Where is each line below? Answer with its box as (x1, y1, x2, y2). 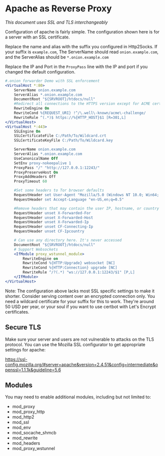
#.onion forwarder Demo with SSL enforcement (5, 78, 100, 83)
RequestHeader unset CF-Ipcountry (14, 229, 84, 234)
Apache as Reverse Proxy (5, 3, 112, 14)
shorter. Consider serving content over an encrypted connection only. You (5, 293, 156, 299)
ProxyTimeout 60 (14, 179, 48, 184)
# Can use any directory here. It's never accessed (14, 238, 122, 243)
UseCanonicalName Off (14, 156, 58, 161)
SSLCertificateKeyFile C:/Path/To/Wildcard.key (14, 138, 113, 143)
